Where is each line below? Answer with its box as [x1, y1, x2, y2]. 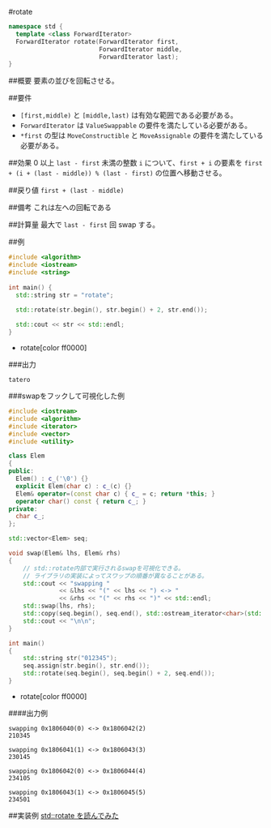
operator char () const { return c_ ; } [15, 497, 147, 505]
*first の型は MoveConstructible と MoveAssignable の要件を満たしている [19, 131, 264, 140]
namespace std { [8, 23, 63, 31]
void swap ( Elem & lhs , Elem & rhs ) [8, 549, 121, 557]
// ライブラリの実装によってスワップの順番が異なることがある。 [23, 572, 208, 580]
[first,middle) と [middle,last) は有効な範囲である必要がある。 [19, 110, 238, 120]
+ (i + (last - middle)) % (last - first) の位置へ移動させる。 [8, 168, 227, 178]
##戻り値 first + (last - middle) [8, 186, 125, 195]
